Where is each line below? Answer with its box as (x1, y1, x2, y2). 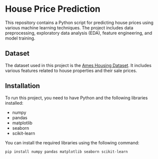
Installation (5, 82, 40, 90)
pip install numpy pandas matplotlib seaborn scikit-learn (5, 149, 128, 154)
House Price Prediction (5, 3, 101, 15)
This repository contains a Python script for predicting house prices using (5, 20, 154, 25)
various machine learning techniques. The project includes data (5, 24, 134, 30)
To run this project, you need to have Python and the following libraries (5, 94, 148, 101)
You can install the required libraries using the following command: (5, 139, 139, 145)
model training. (5, 35, 36, 41)
